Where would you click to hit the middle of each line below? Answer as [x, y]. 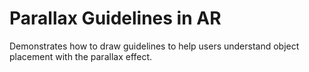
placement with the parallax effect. [81, 56]
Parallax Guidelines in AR [115, 18]
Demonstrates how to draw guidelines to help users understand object [154, 46]
